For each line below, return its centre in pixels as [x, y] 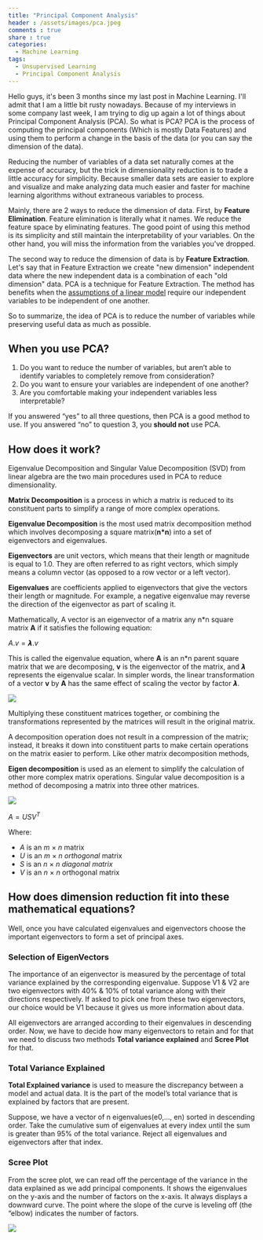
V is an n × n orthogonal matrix [69, 872]
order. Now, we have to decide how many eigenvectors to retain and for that [131, 1031]
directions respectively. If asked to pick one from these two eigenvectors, [127, 1000]
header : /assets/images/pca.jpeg [65, 23]
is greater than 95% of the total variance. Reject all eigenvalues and [118, 1134]
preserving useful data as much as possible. [80, 324]
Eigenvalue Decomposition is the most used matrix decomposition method [130, 524]
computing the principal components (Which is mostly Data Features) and [128, 130]
